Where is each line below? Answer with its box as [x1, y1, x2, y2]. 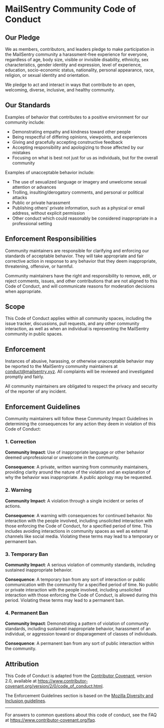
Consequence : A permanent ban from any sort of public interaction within [5, 640, 155, 646]
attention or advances [12, 184, 57, 190]
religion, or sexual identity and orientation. [5, 72, 90, 78]
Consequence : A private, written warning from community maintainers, [5, 464, 149, 470]
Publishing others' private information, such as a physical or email [12, 205, 145, 211]
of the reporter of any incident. [5, 388, 67, 394]
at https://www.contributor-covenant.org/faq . [5, 717, 96, 723]
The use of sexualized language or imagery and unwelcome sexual [12, 179, 147, 184]
